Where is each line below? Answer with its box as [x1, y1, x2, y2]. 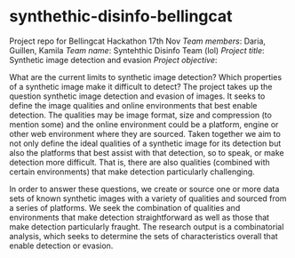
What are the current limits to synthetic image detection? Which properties [9, 71, 283, 82]
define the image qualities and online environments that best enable [9, 100, 258, 110]
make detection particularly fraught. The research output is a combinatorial [9, 221, 284, 232]
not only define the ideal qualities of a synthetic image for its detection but [9, 138, 282, 149]
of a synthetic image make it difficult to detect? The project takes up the [9, 81, 273, 92]
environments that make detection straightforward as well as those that [9, 212, 269, 222]
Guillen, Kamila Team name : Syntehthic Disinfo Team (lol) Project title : [9, 44, 265, 55]
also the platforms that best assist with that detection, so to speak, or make [9, 147, 284, 157]
